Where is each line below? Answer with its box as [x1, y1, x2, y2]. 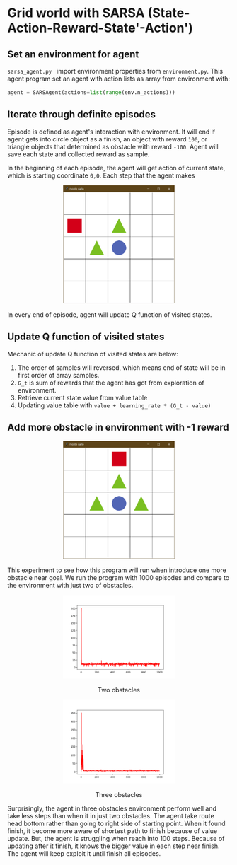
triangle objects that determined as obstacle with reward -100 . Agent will [7, 142, 219, 151]
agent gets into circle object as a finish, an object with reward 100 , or [7, 134, 207, 143]
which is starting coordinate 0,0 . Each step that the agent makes [7, 171, 195, 180]
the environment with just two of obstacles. [7, 581, 134, 589]
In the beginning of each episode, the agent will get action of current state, [7, 163, 226, 172]
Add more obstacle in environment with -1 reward [7, 422, 229, 434]
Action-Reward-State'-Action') [7, 20, 193, 36]
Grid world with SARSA [7, 5, 145, 21]
